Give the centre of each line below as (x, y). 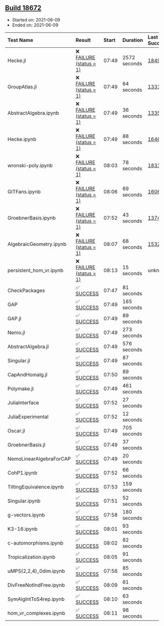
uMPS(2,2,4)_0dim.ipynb (36, 571)
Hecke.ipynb (22, 139)
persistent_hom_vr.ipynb (35, 270)
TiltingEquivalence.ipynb (36, 486)
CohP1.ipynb (22, 473)
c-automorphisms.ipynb (35, 543)
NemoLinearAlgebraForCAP (39, 459)
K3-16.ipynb (23, 529)
